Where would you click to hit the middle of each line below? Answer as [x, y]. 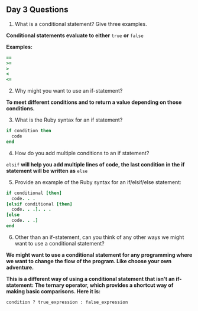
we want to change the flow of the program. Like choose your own [89, 261]
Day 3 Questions [37, 10]
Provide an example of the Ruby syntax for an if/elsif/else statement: [98, 182]
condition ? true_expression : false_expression [67, 302]
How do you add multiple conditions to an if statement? [82, 153]
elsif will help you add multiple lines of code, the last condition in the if [95, 164]
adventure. [20, 267]
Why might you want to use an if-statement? [69, 91]
